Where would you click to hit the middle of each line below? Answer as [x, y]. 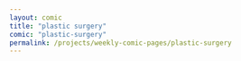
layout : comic [36, 17]
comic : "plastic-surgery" [58, 34]
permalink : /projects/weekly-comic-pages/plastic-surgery [120, 43]
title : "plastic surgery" [58, 26]
